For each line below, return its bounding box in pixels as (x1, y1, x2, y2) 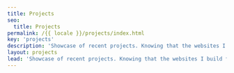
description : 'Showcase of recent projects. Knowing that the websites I (7, 42, 226, 49)
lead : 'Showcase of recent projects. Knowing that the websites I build (7, 56, 223, 63)
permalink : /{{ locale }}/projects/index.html (7, 29, 145, 37)
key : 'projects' (7, 36, 54, 43)
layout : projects (7, 49, 58, 56)
